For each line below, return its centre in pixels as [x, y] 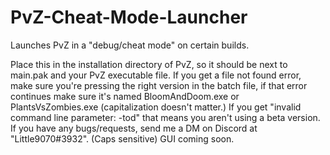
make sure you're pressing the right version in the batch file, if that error [159, 85]
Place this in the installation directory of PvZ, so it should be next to [149, 64]
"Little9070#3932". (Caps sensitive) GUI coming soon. [122, 138]
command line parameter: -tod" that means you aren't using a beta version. [165, 117]
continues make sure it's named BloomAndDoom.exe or [125, 96]
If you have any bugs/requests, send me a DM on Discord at [134, 128]
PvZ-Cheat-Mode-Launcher [129, 17]
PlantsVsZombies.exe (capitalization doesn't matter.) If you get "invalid [156, 107]
